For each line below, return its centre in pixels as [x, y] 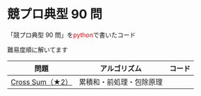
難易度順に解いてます [38, 49]
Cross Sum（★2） [42, 82]
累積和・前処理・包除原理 [121, 82]
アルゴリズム [121, 68]
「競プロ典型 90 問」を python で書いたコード [72, 35]
